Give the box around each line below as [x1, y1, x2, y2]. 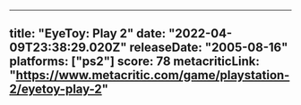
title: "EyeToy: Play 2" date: [9, 26, 167, 41]
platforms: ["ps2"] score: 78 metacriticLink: [9, 54, 260, 69]
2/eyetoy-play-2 [9, 82, 103, 97]
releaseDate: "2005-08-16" [129, 40, 288, 55]
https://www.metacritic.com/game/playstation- [15, 68, 290, 83]
